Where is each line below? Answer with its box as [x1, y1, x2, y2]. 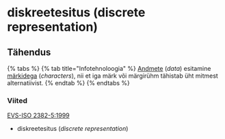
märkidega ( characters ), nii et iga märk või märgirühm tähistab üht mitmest [7, 72, 219, 80]
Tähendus [7, 46, 51, 58]
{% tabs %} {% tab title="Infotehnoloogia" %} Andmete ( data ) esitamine [7, 65, 211, 72]
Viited [7, 95, 27, 105]
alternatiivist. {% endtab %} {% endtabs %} [7, 79, 130, 87]
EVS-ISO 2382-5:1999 [7, 111, 70, 120]
